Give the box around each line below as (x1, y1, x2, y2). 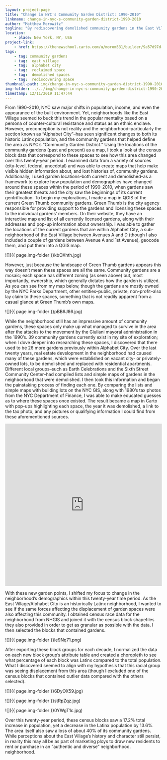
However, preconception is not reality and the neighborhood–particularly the (5, 126, 162, 132)
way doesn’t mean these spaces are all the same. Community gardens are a (5, 267, 161, 273)
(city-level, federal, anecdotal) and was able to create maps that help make (5, 163, 159, 169)
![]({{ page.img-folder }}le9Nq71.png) (5, 637, 82, 643)
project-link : (5, 40, 35, 45)
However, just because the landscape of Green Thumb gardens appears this (5, 262, 162, 268)
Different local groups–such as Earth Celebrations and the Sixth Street (5, 366, 149, 372)
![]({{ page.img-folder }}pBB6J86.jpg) (5, 309, 83, 315)
